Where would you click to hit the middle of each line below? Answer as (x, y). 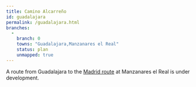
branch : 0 (29, 39)
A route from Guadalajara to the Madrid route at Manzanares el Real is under (98, 71)
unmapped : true (35, 55)
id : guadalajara (26, 17)
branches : (18, 28)
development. (23, 78)
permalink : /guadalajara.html (43, 22)
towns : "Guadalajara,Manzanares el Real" (68, 44)
